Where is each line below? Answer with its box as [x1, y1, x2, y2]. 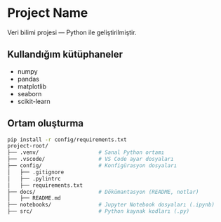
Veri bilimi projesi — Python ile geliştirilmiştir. [7, 28, 137, 37]
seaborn [17, 89, 42, 98]
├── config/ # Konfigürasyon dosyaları [7, 162, 178, 169]
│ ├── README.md [7, 195, 61, 202]
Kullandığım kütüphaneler [7, 48, 123, 60]
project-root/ [7, 143, 49, 150]
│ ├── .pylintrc [7, 175, 61, 182]
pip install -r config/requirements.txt [7, 136, 128, 143]
